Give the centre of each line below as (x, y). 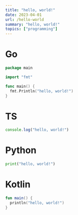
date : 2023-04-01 (24, 15)
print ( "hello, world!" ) (30, 164)
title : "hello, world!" (30, 10)
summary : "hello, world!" (32, 24)
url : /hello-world (25, 19)
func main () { (20, 86)
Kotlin (18, 185)
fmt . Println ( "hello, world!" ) (42, 91)
